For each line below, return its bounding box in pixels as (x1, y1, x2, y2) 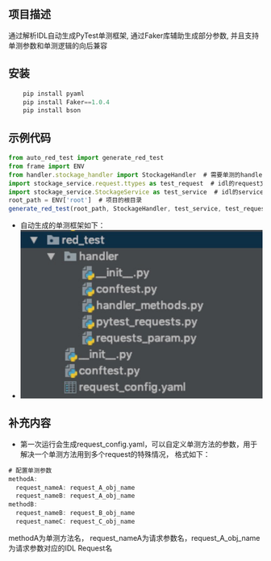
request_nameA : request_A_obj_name (15, 484, 135, 492)
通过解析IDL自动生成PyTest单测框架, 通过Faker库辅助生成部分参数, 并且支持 (8, 31, 260, 40)
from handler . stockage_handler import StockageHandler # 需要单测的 (8, 170, 241, 179)
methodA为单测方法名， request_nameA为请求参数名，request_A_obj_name (8, 533, 261, 542)
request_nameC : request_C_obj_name (15, 517, 135, 525)
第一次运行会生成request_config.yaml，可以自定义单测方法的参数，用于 (19, 439, 258, 449)
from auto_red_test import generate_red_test (8, 154, 164, 162)
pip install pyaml (23, 90, 85, 98)
